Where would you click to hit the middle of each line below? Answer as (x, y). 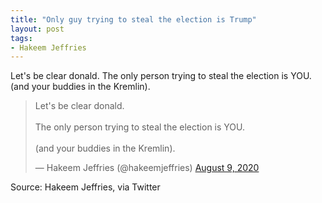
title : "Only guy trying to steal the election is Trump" (133, 19)
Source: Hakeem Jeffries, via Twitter (85, 187)
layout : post (37, 29)
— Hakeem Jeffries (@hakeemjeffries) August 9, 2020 (147, 168)
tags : (21, 38)
